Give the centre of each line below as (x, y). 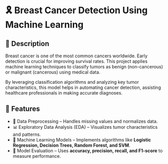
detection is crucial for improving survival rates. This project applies (76, 61)
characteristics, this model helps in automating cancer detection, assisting (83, 87)
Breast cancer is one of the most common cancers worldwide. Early (76, 56)
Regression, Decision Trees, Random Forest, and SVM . (72, 145)
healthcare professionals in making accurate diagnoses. (64, 93)
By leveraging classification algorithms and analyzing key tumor (72, 82)
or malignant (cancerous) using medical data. (53, 72)
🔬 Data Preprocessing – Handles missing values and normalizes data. (85, 121)
